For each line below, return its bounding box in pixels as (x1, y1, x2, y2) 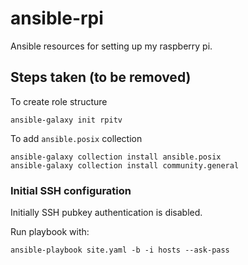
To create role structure (10, 95, 108, 107)
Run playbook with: (10, 226, 90, 238)
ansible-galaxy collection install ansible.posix (10, 152, 222, 162)
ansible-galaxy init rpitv (10, 115, 123, 125)
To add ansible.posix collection (10, 132, 143, 144)
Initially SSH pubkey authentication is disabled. (10, 207, 203, 219)
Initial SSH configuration (10, 183, 132, 197)
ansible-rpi (10, 7, 104, 30)
